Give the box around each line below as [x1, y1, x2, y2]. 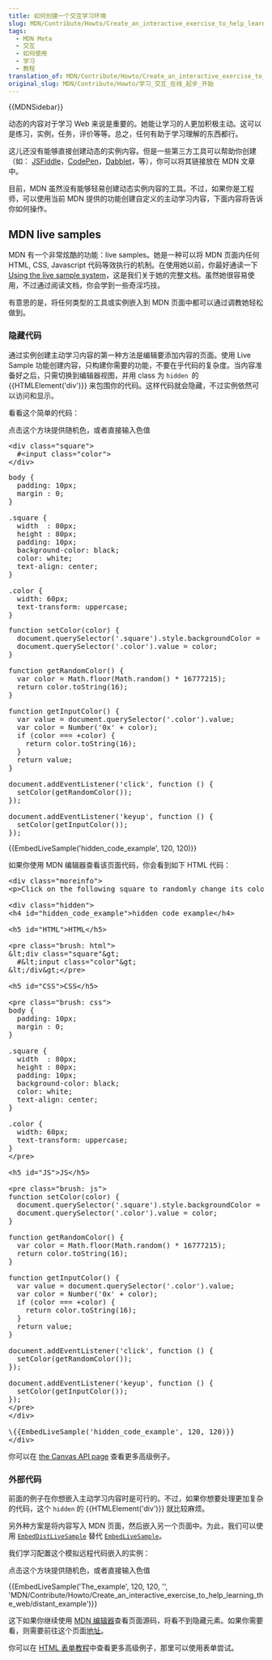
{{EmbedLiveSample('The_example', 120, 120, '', [8, 1581, 168, 1591]
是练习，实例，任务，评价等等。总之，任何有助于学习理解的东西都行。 [8, 129, 243, 139]
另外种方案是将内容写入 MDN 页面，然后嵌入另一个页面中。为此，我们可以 [8, 1521, 257, 1530]
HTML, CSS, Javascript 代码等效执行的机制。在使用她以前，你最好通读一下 [8, 260, 258, 270]
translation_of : [8, 72, 63, 80]
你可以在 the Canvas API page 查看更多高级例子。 [8, 1451, 175, 1461]
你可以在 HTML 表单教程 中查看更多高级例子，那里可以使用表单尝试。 [8, 1642, 239, 1653]
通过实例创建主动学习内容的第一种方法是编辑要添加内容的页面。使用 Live [8, 350, 251, 360]
